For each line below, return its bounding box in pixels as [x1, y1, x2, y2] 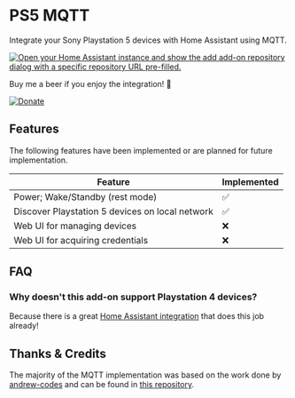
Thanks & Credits [9, 346, 106, 361]
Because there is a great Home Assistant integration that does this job [9, 311, 264, 322]
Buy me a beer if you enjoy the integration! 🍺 [9, 78, 172, 89]
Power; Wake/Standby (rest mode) [13, 190, 158, 203]
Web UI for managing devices [13, 219, 137, 232]
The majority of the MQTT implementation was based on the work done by [9, 370, 282, 380]
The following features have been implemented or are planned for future [9, 145, 273, 155]
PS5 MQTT [9, 5, 90, 26]
